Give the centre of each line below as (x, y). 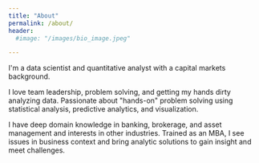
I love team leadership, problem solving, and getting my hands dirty (119, 92)
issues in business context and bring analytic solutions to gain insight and (130, 142)
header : (21, 31)
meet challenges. (37, 150)
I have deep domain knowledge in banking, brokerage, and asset (115, 124)
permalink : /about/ (41, 23)
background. (29, 76)
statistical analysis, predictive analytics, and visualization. (103, 109)
